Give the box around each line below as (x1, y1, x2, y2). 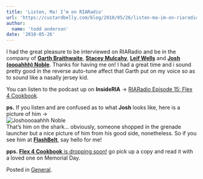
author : (6, 20, 26, 26)
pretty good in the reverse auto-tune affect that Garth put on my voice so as (6, 67, 195, 75)
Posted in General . (6, 166, 53, 174)
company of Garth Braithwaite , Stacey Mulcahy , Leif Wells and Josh (6, 55, 181, 62)
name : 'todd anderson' (11, 25, 69, 32)
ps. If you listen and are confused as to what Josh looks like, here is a (6, 104, 181, 111)
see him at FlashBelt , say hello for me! (6, 136, 102, 143)
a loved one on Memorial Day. (6, 154, 80, 161)
